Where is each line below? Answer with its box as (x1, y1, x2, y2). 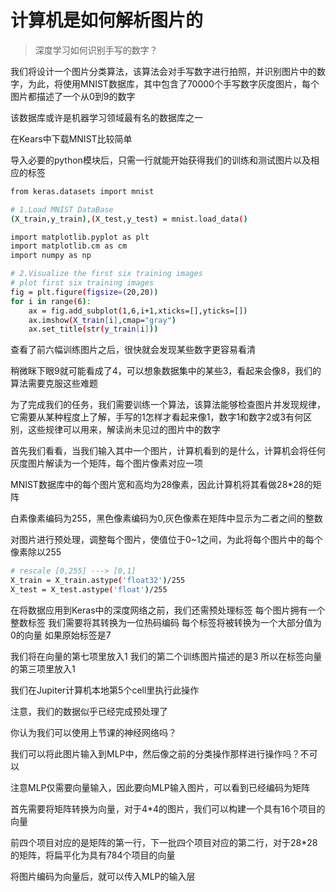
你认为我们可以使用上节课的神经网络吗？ (10, 726, 177, 738)
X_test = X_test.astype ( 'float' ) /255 (10, 585, 168, 595)
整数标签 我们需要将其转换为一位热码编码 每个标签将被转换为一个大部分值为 (10, 616, 322, 628)
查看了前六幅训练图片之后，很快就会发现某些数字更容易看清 (10, 344, 256, 356)
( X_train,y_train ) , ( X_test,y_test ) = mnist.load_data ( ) (10, 214, 248, 224)
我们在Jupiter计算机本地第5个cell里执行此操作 (10, 684, 200, 696)
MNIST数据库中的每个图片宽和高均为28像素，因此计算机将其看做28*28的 (10, 479, 313, 491)
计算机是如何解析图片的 (10, 9, 204, 32)
